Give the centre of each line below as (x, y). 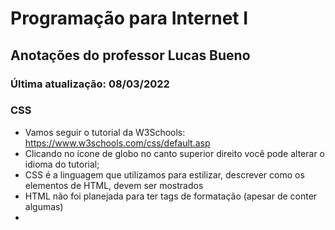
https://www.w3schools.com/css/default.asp (117, 143)
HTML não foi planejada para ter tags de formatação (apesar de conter (171, 196)
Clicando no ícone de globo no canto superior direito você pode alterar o (174, 153)
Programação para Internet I (129, 18)
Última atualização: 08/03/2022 (90, 84)
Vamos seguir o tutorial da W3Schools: (105, 132)
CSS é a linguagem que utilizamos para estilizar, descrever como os (164, 174)
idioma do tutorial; (62, 164)
